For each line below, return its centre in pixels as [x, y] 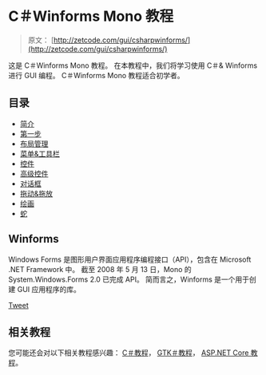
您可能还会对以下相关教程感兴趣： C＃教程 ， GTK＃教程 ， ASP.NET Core [129, 353]
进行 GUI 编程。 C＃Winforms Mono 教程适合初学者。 [97, 75]
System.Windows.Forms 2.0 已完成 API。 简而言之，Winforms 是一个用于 [129, 279]
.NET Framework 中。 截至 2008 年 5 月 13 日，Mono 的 [100, 269]
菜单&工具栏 [40, 153]
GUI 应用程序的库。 [49, 289]
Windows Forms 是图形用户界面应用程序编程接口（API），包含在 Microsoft [130, 259]
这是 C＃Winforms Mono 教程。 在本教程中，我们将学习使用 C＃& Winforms [133, 65]
